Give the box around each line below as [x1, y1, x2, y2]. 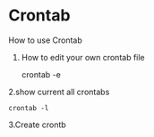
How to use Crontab [8, 35, 82, 45]
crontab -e [21, 68, 62, 80]
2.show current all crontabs [8, 86, 110, 97]
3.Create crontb [8, 119, 66, 130]
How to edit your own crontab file [21, 52, 145, 62]
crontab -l [8, 103, 49, 112]
